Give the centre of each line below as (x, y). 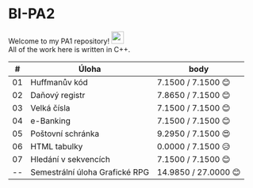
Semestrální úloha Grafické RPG (90, 172)
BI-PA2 (32, 14)
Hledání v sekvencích (71, 159)
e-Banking (51, 121)
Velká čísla (50, 107)
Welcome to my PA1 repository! (59, 41)
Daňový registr (58, 95)
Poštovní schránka (65, 133)
